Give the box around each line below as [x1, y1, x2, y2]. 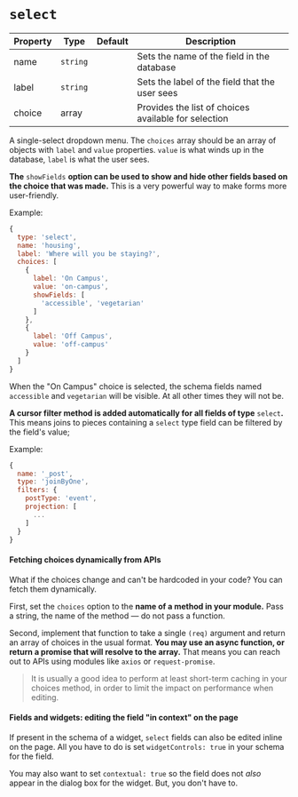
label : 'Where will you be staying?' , [17, 249, 161, 259]
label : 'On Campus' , [32, 274, 109, 283]
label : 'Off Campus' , [32, 331, 114, 341]
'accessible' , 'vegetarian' [41, 299, 145, 307]
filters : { [17, 486, 58, 495]
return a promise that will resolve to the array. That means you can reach [9, 646, 281, 657]
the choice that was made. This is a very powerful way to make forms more [9, 180, 287, 191]
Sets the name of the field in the [137, 50, 271, 62]
